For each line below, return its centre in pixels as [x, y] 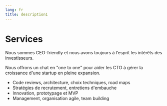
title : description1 [27, 14]
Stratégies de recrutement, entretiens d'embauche [64, 88]
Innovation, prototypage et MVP [45, 93]
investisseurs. [19, 58]
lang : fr [14, 10]
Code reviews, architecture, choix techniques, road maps [71, 83]
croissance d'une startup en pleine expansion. [53, 73]
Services [24, 39]
